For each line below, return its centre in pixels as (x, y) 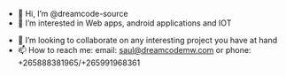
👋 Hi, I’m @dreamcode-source (73, 14)
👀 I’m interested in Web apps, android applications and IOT (124, 23)
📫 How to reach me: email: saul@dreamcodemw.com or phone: (134, 50)
